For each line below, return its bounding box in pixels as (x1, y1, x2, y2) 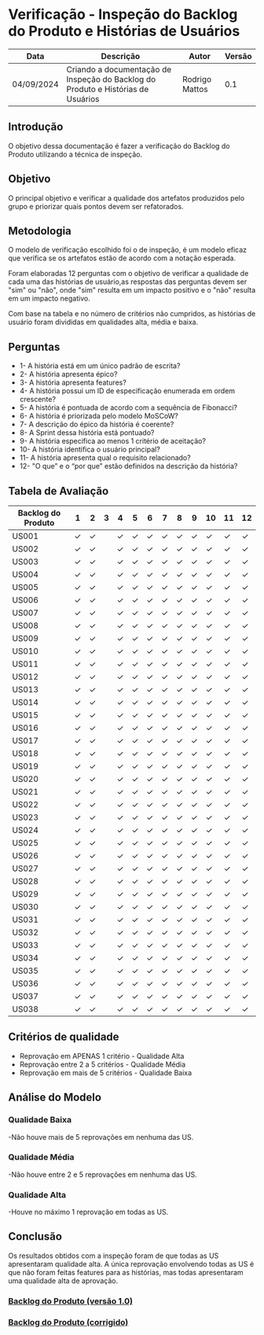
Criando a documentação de (66, 64, 172, 75)
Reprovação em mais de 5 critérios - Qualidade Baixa (19, 1068, 192, 1077)
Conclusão (8, 1230, 63, 1244)
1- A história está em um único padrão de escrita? (19, 361, 181, 371)
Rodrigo (181, 73, 212, 84)
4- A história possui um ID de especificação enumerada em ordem (19, 386, 236, 396)
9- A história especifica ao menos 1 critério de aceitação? (19, 437, 207, 446)
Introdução (8, 120, 64, 134)
